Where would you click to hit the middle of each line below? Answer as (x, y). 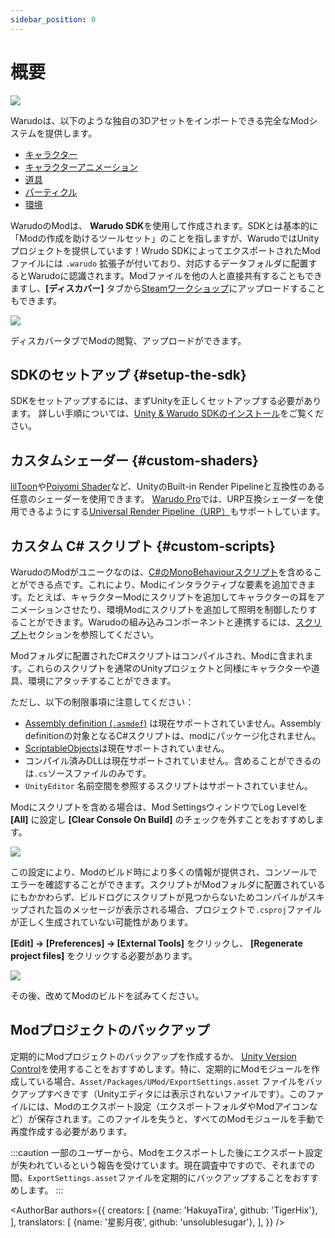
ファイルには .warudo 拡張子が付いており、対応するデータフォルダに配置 (159, 263)
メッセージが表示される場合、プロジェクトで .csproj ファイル (196, 909)
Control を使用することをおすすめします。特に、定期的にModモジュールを (161, 1068)
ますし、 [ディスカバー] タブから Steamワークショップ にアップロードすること (168, 288)
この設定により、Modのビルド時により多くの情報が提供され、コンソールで (164, 872)
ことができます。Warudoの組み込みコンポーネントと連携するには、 (157, 622)
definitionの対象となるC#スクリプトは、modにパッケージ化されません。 (173, 735)
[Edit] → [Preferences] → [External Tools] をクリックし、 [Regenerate (156, 943)
